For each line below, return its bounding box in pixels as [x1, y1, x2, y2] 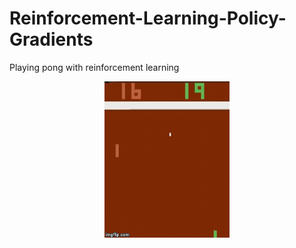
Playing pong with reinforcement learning [9, 61, 180, 73]
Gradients [9, 28, 94, 51]
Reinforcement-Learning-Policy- [9, 7, 287, 30]
